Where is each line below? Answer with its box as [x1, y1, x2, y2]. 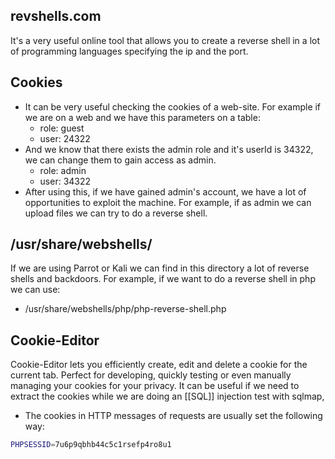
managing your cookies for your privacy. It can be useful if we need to [10, 380, 300, 392]
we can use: [10, 284, 61, 296]
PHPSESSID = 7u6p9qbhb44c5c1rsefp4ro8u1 [10, 440, 172, 450]
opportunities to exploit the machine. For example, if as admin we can [24, 196, 312, 208]
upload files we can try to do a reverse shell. [24, 207, 208, 219]
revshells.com [10, 8, 102, 25]
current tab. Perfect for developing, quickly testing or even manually [10, 369, 292, 381]
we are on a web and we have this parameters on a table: [24, 111, 261, 123]
